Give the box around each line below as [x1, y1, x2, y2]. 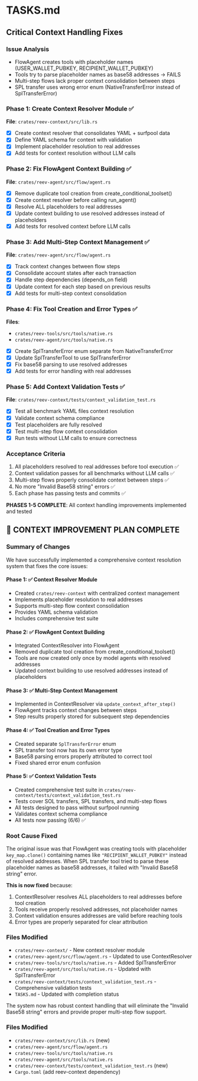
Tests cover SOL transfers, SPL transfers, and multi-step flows [14, 797, 167, 804]
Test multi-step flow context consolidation [14, 428, 118, 435]
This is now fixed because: [6, 882, 73, 889]
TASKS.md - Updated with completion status [14, 990, 119, 998]
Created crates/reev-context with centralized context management [14, 589, 180, 596]
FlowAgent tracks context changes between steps [14, 707, 137, 714]
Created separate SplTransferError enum [14, 740, 116, 747]
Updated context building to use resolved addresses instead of [14, 667, 168, 674]
